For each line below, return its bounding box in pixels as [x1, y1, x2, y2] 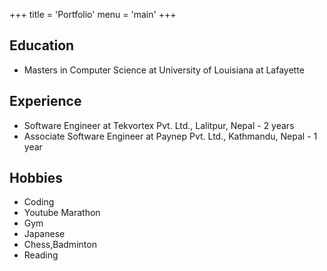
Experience [9, 93, 82, 110]
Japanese [23, 228, 66, 240]
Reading [23, 249, 59, 261]
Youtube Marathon [23, 207, 101, 219]
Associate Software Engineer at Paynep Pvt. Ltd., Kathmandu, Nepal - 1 [23, 130, 318, 142]
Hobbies [9, 170, 64, 187]
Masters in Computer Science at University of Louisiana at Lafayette [23, 64, 305, 76]
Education [9, 37, 75, 54]
